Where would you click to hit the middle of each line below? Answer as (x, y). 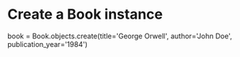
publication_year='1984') (47, 44)
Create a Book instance (85, 14)
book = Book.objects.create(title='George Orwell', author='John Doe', (120, 36)
